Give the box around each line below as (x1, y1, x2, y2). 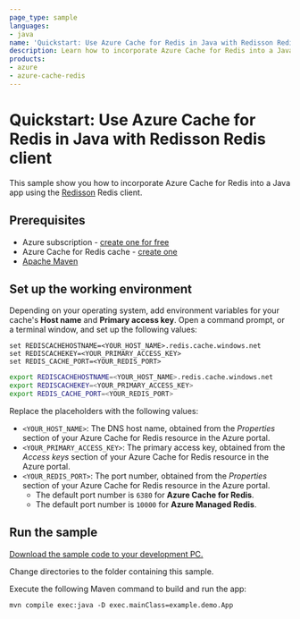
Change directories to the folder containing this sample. (9, 565, 214, 577)
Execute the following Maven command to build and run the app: (9, 583, 247, 594)
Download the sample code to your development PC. (9, 548, 204, 559)
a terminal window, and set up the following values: (9, 324, 198, 335)
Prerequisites (9, 213, 86, 228)
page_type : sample (9, 13, 78, 22)
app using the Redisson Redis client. (9, 187, 143, 198)
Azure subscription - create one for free (21, 236, 170, 247)
